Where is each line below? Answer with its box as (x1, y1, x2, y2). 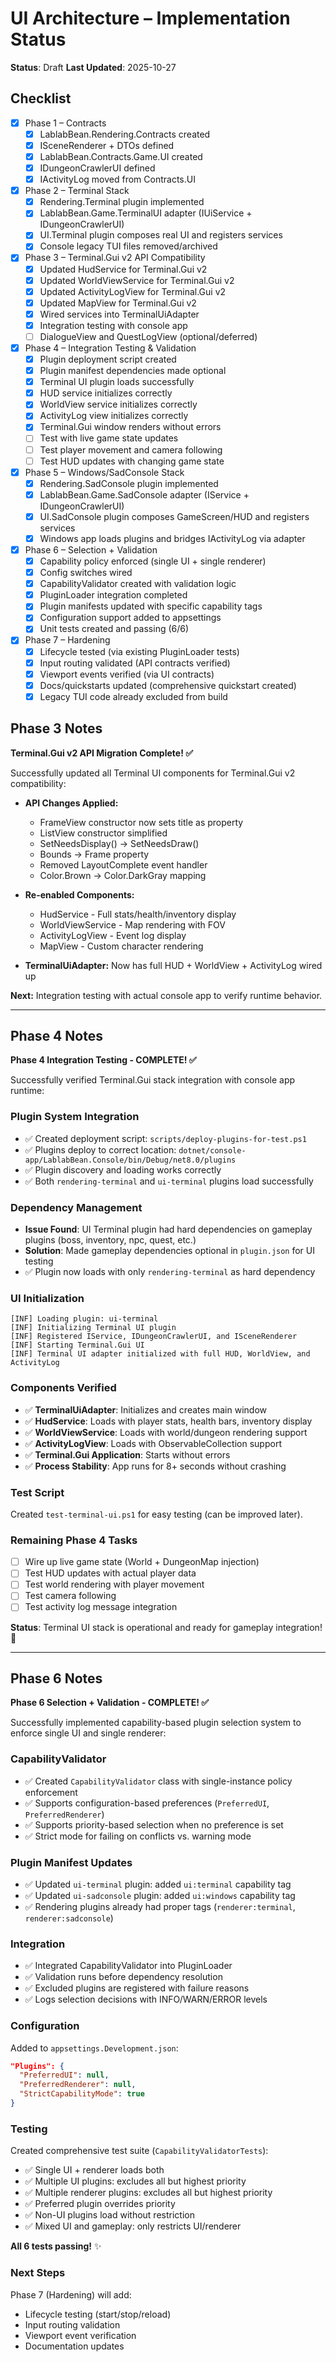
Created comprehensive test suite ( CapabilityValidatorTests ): (10, 2145, 269, 2157)
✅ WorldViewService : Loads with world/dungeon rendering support (24, 1426, 308, 1438)
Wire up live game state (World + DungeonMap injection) (24, 1556, 260, 1568)
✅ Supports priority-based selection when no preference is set (24, 1818, 284, 1831)
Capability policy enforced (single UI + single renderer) (39, 555, 267, 567)
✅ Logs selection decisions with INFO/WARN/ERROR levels (24, 1993, 268, 2006)
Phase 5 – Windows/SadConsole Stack (24, 466, 185, 478)
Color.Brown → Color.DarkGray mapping (39, 869, 207, 881)
